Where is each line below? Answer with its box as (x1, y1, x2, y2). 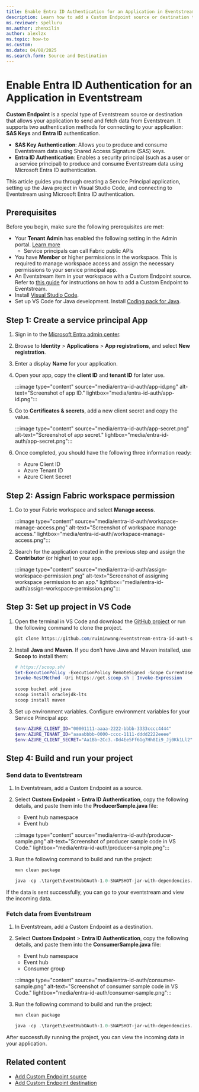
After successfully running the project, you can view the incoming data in (6, 1033, 185, 1040)
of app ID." (59, 389, 85, 396)
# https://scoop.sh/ (14, 664, 66, 670)
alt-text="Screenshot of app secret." (14, 431, 104, 439)
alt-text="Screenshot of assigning (85, 572, 169, 579)
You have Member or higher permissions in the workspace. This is (14, 253, 178, 261)
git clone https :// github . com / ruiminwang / (14, 636, 121, 642)
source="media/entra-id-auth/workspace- (75, 518, 179, 525)
